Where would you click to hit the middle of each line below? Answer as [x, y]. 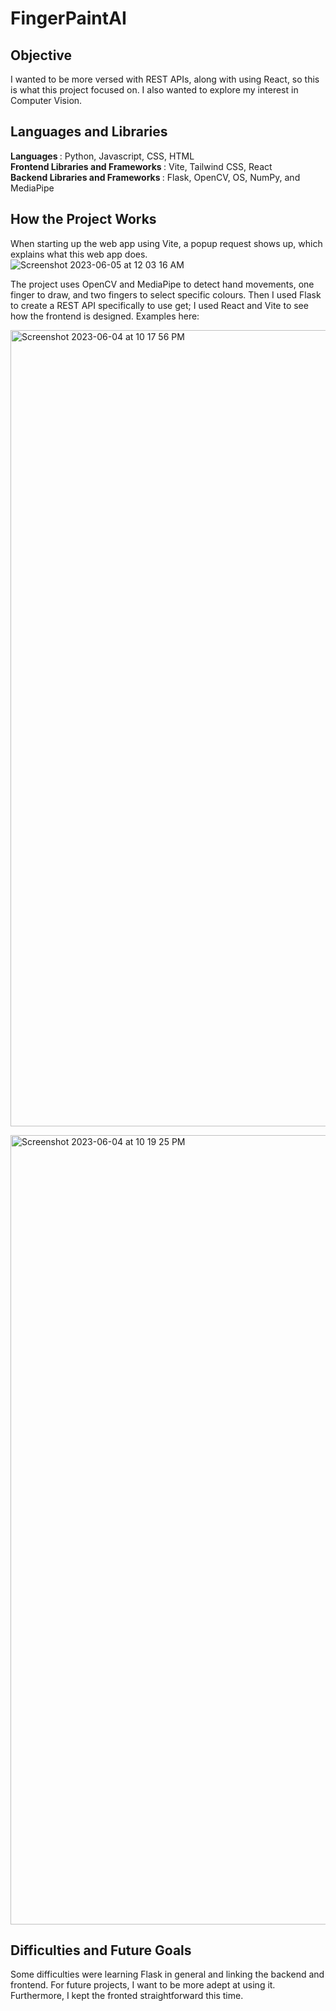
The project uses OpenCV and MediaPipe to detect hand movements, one [162, 284]
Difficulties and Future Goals [101, 1950]
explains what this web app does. [79, 254]
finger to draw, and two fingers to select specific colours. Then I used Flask [166, 294]
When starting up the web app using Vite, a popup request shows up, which [166, 243]
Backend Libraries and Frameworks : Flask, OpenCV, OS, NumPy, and [155, 177]
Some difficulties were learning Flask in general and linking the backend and [167, 1974]
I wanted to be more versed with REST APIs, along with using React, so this [165, 79]
